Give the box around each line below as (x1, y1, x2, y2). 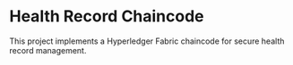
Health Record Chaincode (9, 6, 204, 27)
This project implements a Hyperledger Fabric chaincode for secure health (9, 36, 285, 46)
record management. (9, 45, 87, 55)
